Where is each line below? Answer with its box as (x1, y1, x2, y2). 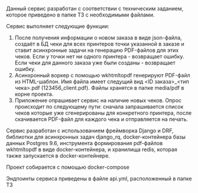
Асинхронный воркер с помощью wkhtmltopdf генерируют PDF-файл (14, 72, 190, 78)
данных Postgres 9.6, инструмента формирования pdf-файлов (6, 140, 163, 146)
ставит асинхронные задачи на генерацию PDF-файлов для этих (14, 47, 179, 54)
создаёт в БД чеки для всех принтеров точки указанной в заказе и (14, 41, 184, 47)
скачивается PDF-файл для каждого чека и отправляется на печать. (14, 116, 188, 123)
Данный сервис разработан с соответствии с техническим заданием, (6, 5, 184, 12)
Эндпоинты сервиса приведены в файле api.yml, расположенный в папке (6, 175, 192, 182)
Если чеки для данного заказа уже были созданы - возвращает (14, 59, 176, 66)
